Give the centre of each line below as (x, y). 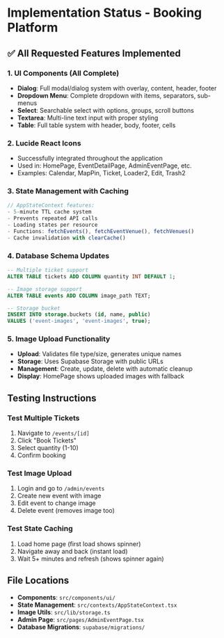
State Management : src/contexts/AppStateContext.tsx (97, 605)
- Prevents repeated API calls (53, 218)
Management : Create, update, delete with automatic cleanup (105, 369)
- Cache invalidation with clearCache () (67, 238)
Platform (33, 27)
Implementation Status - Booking (105, 13)
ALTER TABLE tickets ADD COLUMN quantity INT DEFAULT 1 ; (91, 276)
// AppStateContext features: (51, 206)
